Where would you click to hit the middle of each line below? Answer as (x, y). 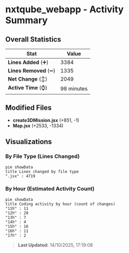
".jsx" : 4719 (20, 176)
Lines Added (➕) (28, 62)
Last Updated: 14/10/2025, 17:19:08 (55, 245)
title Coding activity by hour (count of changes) (60, 204)
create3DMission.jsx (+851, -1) (46, 120)
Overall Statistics (33, 39)
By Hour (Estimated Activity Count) (50, 189)
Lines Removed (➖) (31, 71)
